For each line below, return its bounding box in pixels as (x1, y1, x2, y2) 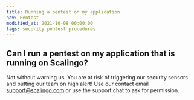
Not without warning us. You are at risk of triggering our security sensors (6, 74, 189, 81)
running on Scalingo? (6, 58, 89, 68)
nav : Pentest (6, 15, 39, 21)
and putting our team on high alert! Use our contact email (6, 80, 149, 88)
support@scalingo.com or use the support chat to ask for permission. (6, 87, 179, 94)
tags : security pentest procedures (6, 25, 96, 32)
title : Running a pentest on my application (6, 8, 120, 15)
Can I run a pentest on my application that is (6, 48, 175, 58)
